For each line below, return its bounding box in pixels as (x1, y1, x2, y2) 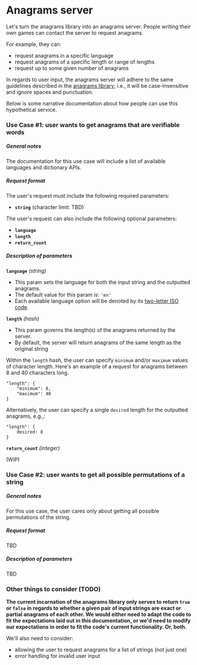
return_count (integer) (6, 444, 61, 451)
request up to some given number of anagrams (14, 64, 129, 71)
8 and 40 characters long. (6, 369, 69, 376)
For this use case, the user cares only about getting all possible (6, 507, 160, 514)
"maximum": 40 (16, 391, 51, 397)
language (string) (6, 267, 47, 274)
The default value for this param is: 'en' (14, 291, 112, 298)
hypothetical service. (6, 106, 57, 113)
